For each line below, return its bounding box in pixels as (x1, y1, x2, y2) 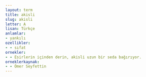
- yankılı (5, 36, 26, 41)
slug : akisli (5, 17, 33, 22)
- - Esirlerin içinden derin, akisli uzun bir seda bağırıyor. (5, 54, 142, 60)
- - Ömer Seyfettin (5, 64, 47, 69)
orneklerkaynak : (5, 59, 40, 64)
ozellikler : (5, 41, 30, 46)
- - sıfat (5, 45, 26, 50)
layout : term (5, 7, 33, 13)
